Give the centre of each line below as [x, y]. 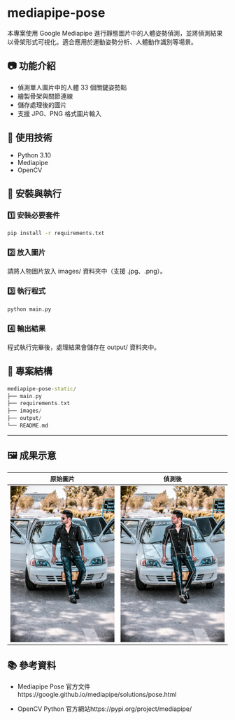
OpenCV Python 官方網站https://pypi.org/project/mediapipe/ [105, 709]
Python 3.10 [34, 155]
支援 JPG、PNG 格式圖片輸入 [59, 113]
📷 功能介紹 [31, 66]
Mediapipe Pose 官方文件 [54, 686]
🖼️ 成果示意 [32, 456]
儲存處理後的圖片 [42, 105]
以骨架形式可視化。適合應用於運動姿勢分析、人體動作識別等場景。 [102, 42]
